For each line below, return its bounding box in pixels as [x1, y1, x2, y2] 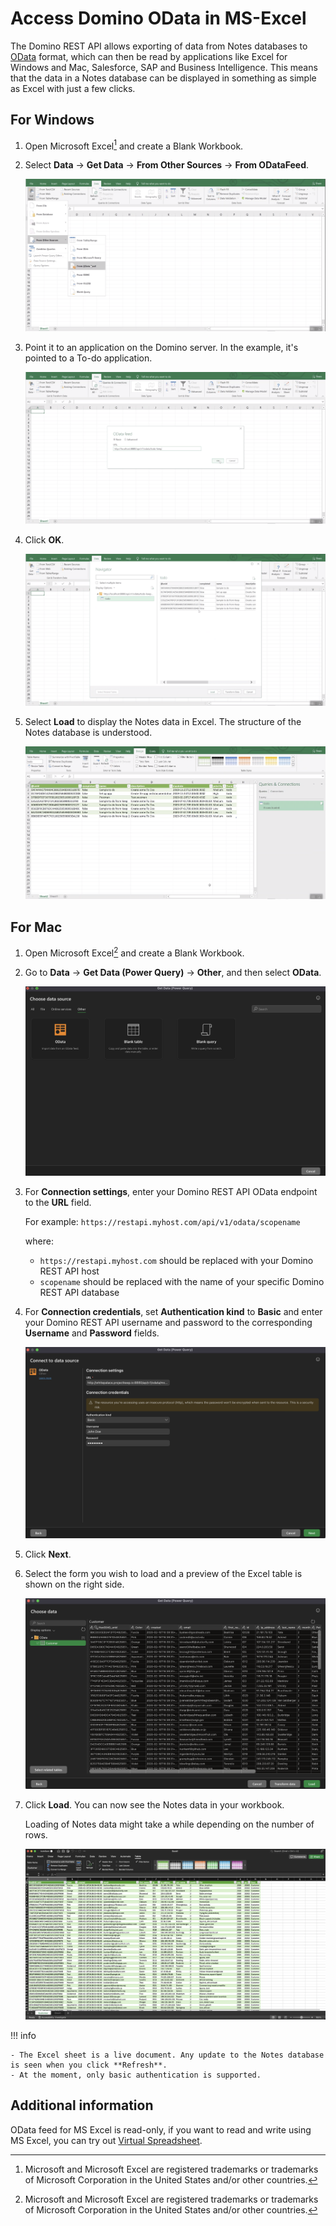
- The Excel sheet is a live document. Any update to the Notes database [10, 2050, 325, 2060]
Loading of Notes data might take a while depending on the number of [24, 1818, 315, 1830]
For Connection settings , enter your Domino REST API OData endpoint [24, 1186, 318, 1198]
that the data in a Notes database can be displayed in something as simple [10, 72, 317, 84]
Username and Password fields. [24, 1327, 160, 1339]
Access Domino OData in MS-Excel [10, 7, 307, 30]
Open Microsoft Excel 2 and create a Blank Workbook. [24, 945, 245, 959]
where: [24, 1235, 54, 1247]
